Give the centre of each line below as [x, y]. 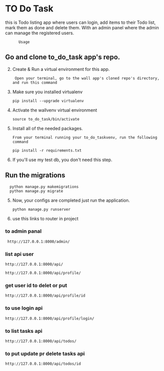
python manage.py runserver [41, 209]
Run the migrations [35, 175]
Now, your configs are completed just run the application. [71, 200]
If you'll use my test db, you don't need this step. [62, 160]
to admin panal [24, 231]
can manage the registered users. [40, 33]
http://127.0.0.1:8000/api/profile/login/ [50, 318]
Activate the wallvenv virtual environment [55, 110]
